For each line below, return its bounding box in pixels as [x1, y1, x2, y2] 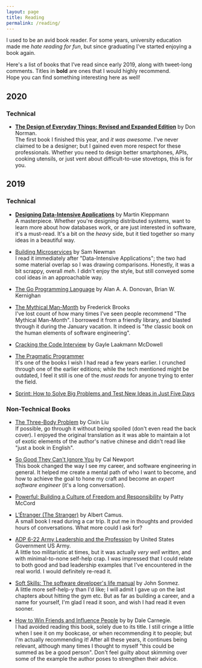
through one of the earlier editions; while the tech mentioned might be [14, 365, 189, 373]
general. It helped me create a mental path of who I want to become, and [14, 468, 197, 476]
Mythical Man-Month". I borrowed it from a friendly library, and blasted [14, 316, 191, 323]
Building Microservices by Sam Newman [14, 248, 116, 255]
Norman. [14, 130, 37, 137]
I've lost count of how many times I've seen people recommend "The [14, 310, 187, 317]
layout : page [6, 8, 39, 15]
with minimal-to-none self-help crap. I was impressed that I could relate [14, 555, 193, 562]
